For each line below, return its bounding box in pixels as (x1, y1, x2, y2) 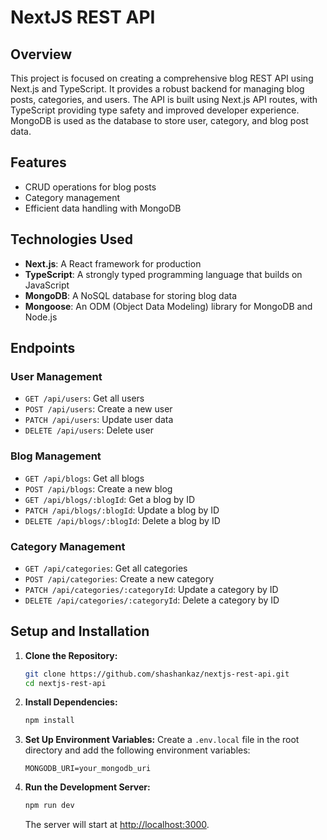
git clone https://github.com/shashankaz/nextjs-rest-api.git (24, 669, 290, 679)
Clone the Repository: (24, 649, 118, 661)
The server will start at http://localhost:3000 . (24, 819, 210, 831)
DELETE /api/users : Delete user (24, 424, 154, 436)
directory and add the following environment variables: (24, 744, 251, 756)
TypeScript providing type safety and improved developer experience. (10, 104, 300, 116)
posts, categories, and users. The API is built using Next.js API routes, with (10, 94, 318, 105)
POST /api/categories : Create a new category (24, 572, 215, 585)
